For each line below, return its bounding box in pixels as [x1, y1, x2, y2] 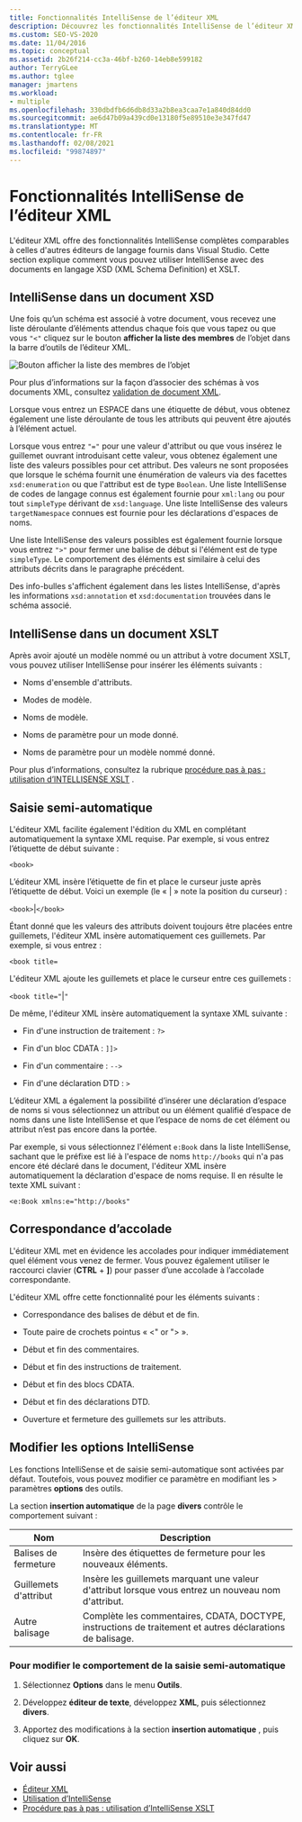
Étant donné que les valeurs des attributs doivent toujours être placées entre [9, 920, 293, 931]
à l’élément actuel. [9, 423, 77, 434]
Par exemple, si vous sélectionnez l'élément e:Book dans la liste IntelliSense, [9, 1141, 291, 1152]
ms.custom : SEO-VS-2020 [9, 30, 99, 39]
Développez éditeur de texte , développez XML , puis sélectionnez [22, 1697, 267, 1708]
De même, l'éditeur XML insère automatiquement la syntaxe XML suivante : [9, 1008, 288, 1019]
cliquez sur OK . [22, 1733, 80, 1744]
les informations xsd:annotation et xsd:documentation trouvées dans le [9, 591, 271, 602]
